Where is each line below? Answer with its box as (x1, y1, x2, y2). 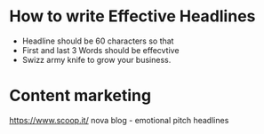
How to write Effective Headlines (9, 6, 256, 27)
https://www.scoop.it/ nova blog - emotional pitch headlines (9, 114, 229, 125)
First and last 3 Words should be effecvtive (21, 44, 180, 55)
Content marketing (9, 86, 152, 106)
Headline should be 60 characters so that (21, 35, 174, 46)
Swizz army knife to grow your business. (21, 54, 172, 65)
